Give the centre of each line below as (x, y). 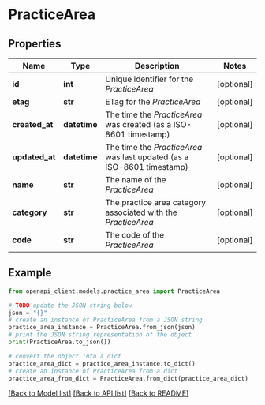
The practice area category (156, 202)
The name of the (136, 180)
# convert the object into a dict (65, 356)
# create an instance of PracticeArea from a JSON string (105, 320)
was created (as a (138, 124)
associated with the (141, 212)
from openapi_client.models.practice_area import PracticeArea (114, 291)
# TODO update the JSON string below (70, 306)
